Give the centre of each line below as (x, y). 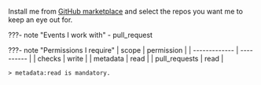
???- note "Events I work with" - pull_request (81, 35)
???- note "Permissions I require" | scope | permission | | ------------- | (123, 50)
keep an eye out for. (40, 20)
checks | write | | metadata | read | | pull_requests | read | (130, 59)
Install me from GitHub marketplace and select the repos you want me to (126, 11)
